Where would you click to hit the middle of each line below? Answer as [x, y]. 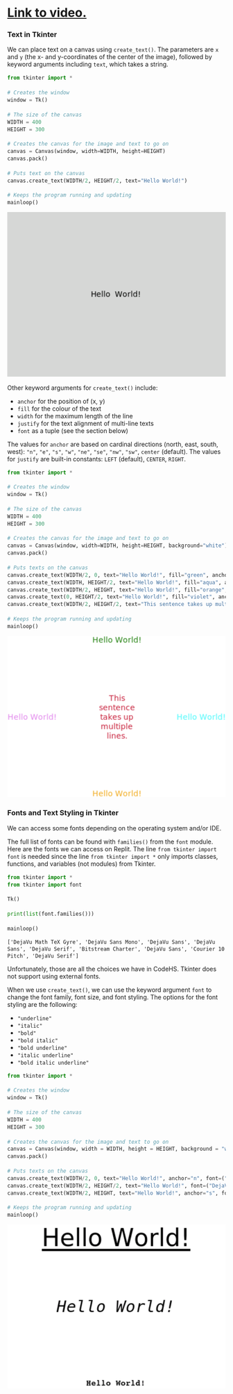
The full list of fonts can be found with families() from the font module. [110, 842]
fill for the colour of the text [59, 409]
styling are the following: [42, 1004]
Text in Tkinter [32, 35]
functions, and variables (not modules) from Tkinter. [81, 864]
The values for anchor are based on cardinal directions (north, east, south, [113, 444]
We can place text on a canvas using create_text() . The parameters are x [113, 49]
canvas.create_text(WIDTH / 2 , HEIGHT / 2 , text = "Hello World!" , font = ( [108, 1186]
